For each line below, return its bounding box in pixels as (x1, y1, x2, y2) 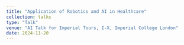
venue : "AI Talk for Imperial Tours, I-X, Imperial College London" (6, 25, 179, 31)
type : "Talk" (6, 19, 38, 25)
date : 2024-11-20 (6, 30, 49, 36)
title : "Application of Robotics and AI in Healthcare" (6, 8, 147, 15)
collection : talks (6, 14, 51, 20)
